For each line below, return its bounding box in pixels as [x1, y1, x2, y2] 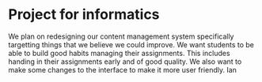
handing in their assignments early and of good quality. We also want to [8, 57, 242, 66]
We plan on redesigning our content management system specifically [8, 32, 234, 41]
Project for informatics [8, 6, 160, 24]
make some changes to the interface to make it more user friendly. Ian [8, 65, 237, 74]
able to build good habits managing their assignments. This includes [8, 48, 231, 58]
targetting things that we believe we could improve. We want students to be [8, 39, 255, 49]
